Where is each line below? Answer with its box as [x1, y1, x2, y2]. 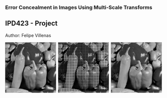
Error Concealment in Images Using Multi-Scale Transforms [5, 4, 153, 11]
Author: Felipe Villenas [5, 32, 51, 38]
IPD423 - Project [5, 19, 58, 28]
